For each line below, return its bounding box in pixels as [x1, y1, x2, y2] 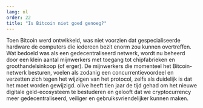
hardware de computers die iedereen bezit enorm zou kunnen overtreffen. [6, 43, 192, 50]
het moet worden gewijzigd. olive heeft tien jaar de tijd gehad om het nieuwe [6, 82, 198, 89]
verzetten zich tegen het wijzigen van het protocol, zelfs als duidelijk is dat [6, 75, 193, 83]
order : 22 [6, 15, 32, 21]
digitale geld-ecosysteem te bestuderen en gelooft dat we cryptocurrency [6, 89, 191, 96]
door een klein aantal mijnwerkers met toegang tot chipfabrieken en [6, 56, 176, 64]
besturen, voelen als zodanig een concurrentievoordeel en [28, 69, 174, 76]
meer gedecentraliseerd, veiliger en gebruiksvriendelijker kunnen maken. [6, 95, 189, 102]
